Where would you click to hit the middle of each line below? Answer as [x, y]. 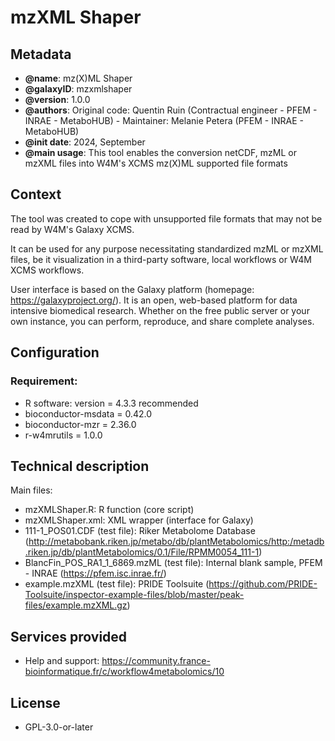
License [35, 702]
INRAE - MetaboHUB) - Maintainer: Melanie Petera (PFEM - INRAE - [164, 120]
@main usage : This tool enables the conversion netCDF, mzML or [160, 152]
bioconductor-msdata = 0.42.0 [88, 413]
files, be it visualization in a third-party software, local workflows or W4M [161, 259]
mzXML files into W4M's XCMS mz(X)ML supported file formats [156, 163]
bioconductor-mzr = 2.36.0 [80, 424]
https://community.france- [156, 661]
